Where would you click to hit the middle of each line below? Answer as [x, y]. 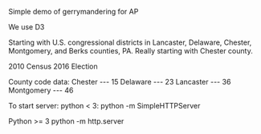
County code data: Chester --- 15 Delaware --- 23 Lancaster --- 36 [120, 82]
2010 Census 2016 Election [53, 66]
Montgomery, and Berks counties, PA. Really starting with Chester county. [130, 51]
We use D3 [27, 27]
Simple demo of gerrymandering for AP [73, 12]
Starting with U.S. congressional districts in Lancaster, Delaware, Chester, [130, 42]
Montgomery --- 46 [41, 90]
